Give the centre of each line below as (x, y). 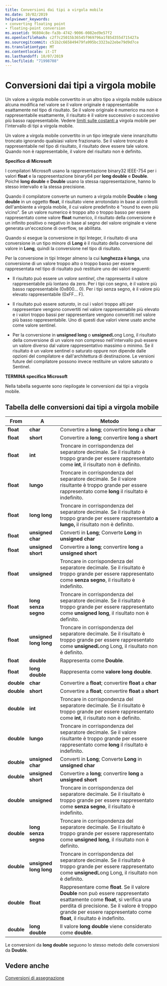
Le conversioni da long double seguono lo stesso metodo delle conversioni (82, 945)
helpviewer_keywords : (28, 19)
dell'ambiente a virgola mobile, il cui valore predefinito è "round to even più (82, 207)
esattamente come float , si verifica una (106, 899)
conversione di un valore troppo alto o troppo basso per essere (70, 264)
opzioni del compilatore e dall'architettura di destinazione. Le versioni (83, 356)
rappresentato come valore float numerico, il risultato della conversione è (80, 218)
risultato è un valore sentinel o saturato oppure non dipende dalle (79, 351)
